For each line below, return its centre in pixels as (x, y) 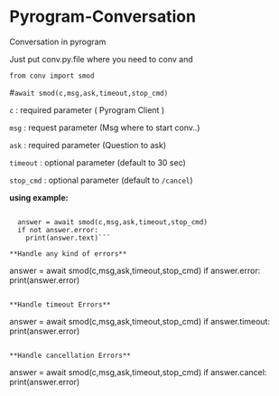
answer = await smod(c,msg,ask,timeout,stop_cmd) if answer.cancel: (138, 372)
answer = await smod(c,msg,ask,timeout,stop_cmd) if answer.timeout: (140, 321)
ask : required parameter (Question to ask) (88, 145)
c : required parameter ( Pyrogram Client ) (87, 109)
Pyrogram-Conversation (103, 17)
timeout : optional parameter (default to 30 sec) (98, 162)
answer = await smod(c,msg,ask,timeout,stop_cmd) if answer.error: (135, 270)
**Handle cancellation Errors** (70, 355)
